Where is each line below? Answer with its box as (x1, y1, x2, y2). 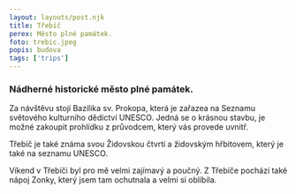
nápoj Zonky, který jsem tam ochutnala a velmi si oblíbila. (9, 175, 217, 185)
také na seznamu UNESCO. (9, 148, 109, 159)
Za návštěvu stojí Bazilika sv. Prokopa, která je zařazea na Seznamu (9, 103, 256, 114)
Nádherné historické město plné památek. (9, 83, 194, 95)
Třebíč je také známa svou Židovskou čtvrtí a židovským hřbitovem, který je (9, 138, 285, 150)
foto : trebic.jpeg (9, 37, 77, 47)
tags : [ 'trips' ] (9, 54, 69, 63)
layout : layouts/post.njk (9, 12, 104, 22)
